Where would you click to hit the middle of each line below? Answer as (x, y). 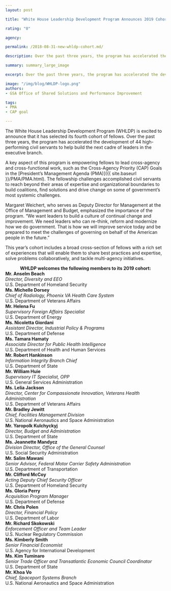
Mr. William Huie (23, 371)
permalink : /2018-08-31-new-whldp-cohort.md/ (54, 47)
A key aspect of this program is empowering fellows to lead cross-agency (83, 162)
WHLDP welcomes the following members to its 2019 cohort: (85, 268)
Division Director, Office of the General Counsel (55, 447)
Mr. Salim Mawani (25, 458)
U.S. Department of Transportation (41, 469)
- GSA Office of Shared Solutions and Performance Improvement (74, 93)
